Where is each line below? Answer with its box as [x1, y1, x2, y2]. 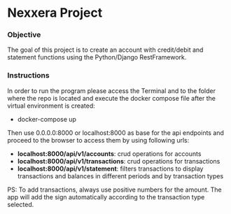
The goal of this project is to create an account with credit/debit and [7, 45, 204, 54]
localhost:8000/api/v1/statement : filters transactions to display [17, 164, 204, 173]
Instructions [7, 71, 50, 80]
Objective [7, 30, 41, 40]
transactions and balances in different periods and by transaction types [17, 171, 224, 180]
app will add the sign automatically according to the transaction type [7, 192, 205, 201]
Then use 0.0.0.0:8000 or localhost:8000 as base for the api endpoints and [7, 128, 224, 137]
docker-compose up [17, 115, 77, 123]
